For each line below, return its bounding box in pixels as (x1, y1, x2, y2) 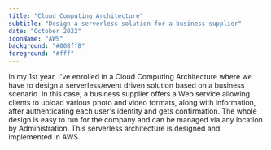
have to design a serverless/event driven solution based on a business (8, 80, 245, 90)
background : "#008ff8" (8, 42, 85, 50)
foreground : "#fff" (8, 49, 75, 58)
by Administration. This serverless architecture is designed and (8, 123, 221, 133)
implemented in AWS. (8, 132, 81, 142)
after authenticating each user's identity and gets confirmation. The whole (8, 106, 258, 116)
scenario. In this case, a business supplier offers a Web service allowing (8, 89, 251, 98)
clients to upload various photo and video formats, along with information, (8, 98, 256, 107)
